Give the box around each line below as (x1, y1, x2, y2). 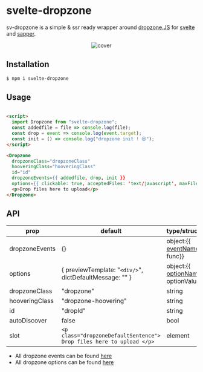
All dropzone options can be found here (14, 358, 114, 366)
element (166, 331, 190, 339)
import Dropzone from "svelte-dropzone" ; (11, 119, 118, 125)
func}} (166, 252, 184, 260)
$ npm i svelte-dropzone (6, 75, 69, 82)
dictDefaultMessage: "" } (61, 273, 132, 281)
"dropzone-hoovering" (61, 296, 127, 305)
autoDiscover (9, 316, 47, 324)
